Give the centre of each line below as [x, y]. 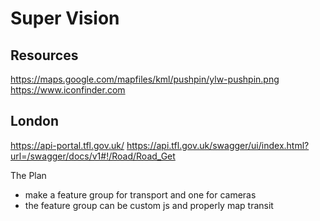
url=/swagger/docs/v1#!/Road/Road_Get [93, 156]
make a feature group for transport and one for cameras [140, 194]
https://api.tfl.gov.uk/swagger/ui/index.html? [218, 145]
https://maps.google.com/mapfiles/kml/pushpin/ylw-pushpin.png [145, 79]
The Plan [28, 175]
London [35, 121]
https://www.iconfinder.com [68, 90]
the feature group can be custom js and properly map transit [149, 205]
